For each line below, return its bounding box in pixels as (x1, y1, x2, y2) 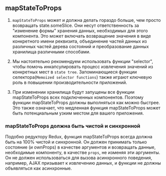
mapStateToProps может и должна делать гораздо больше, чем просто (12, 17, 161, 23)
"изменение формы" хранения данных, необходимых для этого (12, 27, 148, 34)
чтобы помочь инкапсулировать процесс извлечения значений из (12, 63, 153, 69)
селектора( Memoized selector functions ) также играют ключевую (12, 74, 153, 80)
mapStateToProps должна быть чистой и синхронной (5, 122, 141, 129)
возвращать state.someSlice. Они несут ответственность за (12, 22, 139, 28)
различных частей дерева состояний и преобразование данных (12, 43, 149, 49)
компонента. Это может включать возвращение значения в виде (12, 33, 151, 39)
